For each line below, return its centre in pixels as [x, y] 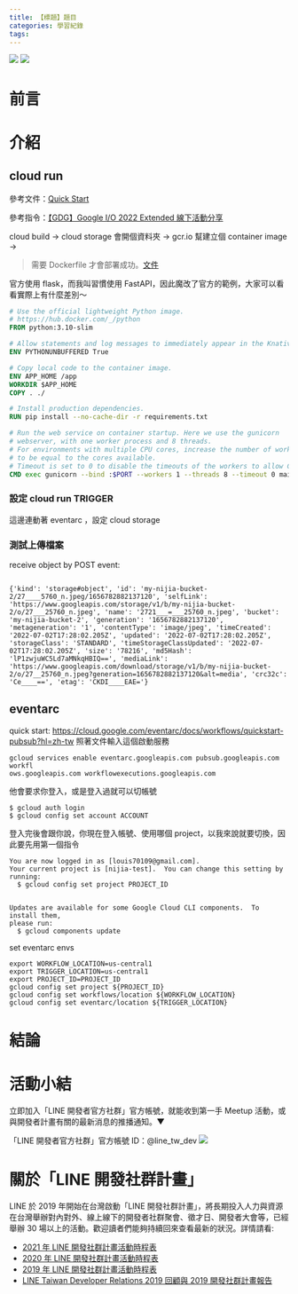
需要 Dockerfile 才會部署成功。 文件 [95, 264]
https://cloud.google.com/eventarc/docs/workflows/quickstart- [168, 730]
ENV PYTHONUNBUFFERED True [59, 352]
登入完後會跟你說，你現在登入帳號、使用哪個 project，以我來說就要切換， [144, 833]
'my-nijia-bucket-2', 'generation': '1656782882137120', [117, 620]
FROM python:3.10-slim [51, 328]
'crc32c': [270, 675]
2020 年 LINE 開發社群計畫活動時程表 [90, 1258]
